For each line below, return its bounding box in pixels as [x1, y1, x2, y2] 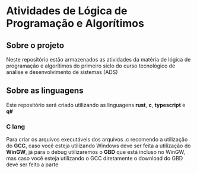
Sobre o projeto [6, 40, 64, 50]
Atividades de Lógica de [6, 4, 128, 18]
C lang [6, 123, 26, 131]
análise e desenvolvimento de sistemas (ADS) [6, 69, 118, 75]
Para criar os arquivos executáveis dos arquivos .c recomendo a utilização [6, 136, 188, 143]
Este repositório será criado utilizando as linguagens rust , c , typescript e [6, 101, 186, 108]
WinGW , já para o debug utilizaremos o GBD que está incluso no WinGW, [6, 149, 186, 156]
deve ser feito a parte [6, 161, 59, 168]
